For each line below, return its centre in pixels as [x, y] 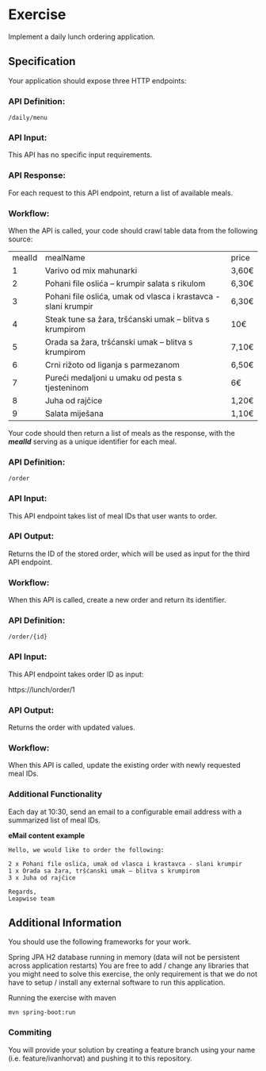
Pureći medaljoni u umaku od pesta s [113, 377]
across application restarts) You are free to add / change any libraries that [129, 965]
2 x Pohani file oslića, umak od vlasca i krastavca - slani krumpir [125, 864]
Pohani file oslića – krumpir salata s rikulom [125, 283]
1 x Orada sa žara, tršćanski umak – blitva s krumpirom [104, 871]
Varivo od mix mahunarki [91, 270]
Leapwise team [32, 899]
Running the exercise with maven [62, 998]
